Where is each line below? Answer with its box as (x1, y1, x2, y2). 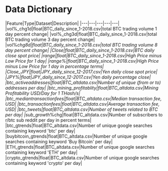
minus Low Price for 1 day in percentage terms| (5, 63, 104, 69)
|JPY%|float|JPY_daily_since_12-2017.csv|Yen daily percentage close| (5, 74, 151, 80)
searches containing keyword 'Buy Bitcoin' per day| (5, 138, 113, 145)
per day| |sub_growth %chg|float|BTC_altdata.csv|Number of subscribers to (5, 111, 163, 117)
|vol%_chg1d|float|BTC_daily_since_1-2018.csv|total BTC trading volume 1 (5, 25, 157, 31)
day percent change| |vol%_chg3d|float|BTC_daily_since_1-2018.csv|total (5, 31, 157, 37)
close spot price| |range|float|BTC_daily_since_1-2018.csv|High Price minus (5, 52, 162, 59)
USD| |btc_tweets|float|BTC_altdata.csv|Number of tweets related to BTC (5, 106, 158, 112)
